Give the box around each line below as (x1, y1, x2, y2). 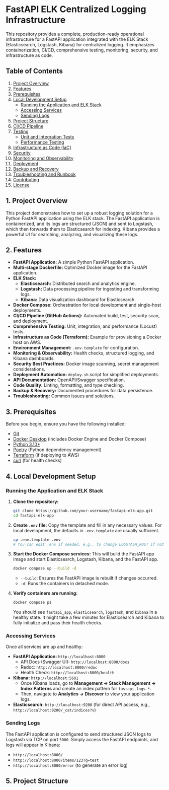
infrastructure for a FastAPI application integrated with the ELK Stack (6, 36, 148, 42)
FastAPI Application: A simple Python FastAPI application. (13, 259, 135, 265)
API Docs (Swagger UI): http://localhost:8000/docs (20, 659, 130, 665)
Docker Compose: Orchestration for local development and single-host (13, 302, 161, 308)
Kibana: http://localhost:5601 (13, 675, 78, 681)
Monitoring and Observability (13, 155, 74, 161)
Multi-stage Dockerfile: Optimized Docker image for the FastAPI (13, 264, 147, 270)
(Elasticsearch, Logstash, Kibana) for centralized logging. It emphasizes (6, 41, 155, 47)
